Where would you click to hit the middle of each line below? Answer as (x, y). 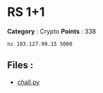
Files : (20, 66)
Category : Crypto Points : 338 (52, 31)
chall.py (28, 82)
